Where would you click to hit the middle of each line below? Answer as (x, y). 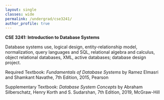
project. (13, 63)
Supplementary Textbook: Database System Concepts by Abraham (74, 87)
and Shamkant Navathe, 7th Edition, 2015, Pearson (57, 77)
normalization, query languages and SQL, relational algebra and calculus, (80, 52)
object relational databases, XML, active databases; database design (76, 58)
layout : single (21, 10)
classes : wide (20, 14)
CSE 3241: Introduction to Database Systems (52, 37)
